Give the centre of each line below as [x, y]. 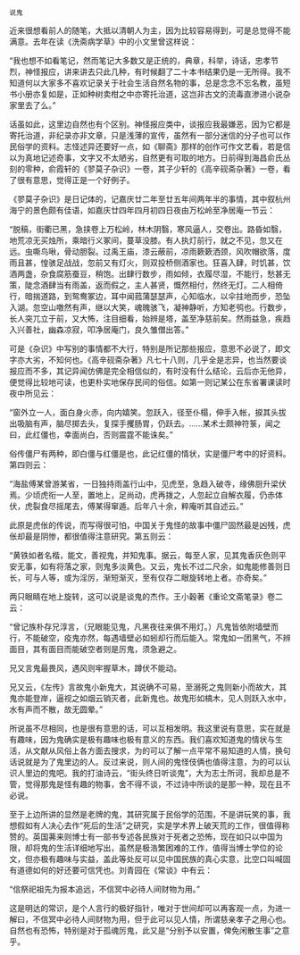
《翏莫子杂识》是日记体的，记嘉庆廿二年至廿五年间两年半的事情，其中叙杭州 [150, 199]
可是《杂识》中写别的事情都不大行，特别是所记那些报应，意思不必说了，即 [146, 348]
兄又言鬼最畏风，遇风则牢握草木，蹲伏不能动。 [95, 668]
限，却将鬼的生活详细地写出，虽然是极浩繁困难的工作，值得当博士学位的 [142, 848]
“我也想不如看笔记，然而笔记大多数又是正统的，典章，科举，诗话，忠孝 [140, 60]
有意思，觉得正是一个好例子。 [79, 180]
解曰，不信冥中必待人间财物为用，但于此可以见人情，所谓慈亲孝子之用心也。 [150, 919]
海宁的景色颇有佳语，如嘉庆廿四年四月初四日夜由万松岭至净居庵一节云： [142, 210]
